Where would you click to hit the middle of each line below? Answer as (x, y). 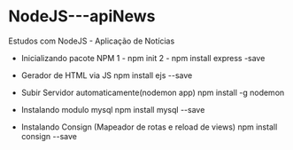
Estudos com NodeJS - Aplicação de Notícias (92, 41)
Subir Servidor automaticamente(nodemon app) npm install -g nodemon (153, 92)
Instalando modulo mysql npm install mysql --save (113, 109)
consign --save (49, 136)
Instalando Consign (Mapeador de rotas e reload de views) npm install (149, 127)
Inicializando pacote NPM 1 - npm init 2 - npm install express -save (143, 58)
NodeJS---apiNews (82, 16)
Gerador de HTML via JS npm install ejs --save (107, 75)
